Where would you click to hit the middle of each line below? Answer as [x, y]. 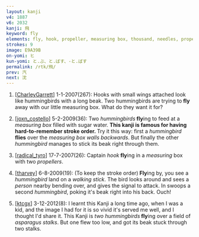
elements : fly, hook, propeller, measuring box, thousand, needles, [92, 39]
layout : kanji [24, 12]
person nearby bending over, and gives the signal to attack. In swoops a [102, 186]
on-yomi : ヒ [20, 56]
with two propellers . [39, 162]
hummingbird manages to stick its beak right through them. [87, 144]
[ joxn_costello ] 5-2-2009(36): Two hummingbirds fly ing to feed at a [97, 118]
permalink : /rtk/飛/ [31, 67]
